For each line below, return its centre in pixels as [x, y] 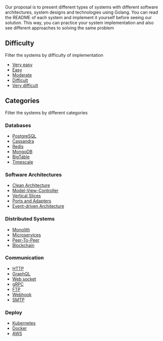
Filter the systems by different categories [46, 113]
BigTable [21, 157]
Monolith [21, 229]
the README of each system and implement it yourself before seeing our [79, 17]
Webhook [22, 294]
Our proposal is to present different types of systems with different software [81, 7]
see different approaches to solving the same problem [60, 28]
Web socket [24, 279]
